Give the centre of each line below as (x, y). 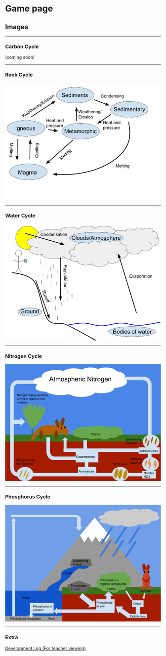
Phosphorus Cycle (28, 497)
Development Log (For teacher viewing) (45, 648)
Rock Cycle (19, 75)
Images (17, 27)
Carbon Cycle (22, 46)
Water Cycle (20, 216)
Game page (29, 9)
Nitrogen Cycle (23, 356)
